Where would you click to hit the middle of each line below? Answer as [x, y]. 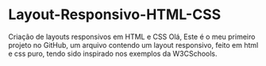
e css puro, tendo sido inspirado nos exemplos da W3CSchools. [113, 53]
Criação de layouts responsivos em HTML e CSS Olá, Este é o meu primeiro [132, 37]
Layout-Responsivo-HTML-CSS [115, 15]
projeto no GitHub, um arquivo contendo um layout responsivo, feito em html [133, 45]
